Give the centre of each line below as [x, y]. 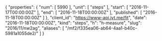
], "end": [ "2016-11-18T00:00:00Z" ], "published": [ [90, 12]
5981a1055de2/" [22, 33]
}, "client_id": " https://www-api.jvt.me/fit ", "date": [96, 18]
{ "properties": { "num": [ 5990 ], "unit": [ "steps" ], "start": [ [67, 7]
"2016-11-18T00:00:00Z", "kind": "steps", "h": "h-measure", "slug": [74, 23]
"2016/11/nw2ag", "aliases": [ [35, 28]
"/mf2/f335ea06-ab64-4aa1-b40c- [101, 28]
